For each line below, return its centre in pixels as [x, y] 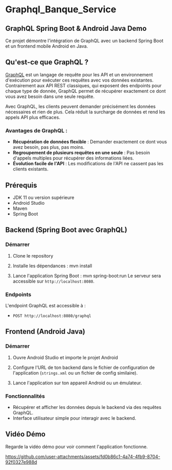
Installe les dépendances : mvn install [52, 266]
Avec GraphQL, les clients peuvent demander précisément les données [80, 106]
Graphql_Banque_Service [61, 9]
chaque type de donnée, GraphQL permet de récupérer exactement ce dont [85, 91]
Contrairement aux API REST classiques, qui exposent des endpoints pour [83, 85]
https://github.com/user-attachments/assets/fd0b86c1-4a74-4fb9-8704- [83, 456]
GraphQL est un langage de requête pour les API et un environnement [79, 74]
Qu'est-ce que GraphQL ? [47, 62]
